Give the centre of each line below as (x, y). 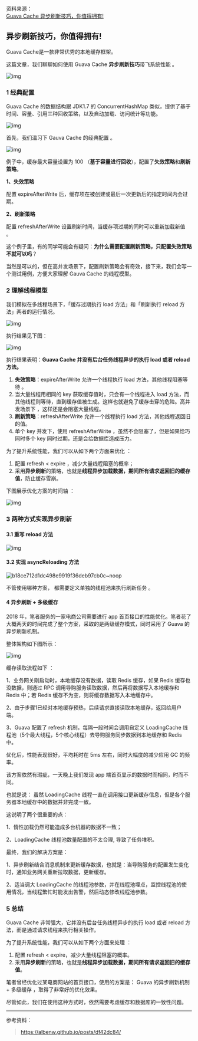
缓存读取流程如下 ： (30, 668)
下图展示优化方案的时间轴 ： (40, 491)
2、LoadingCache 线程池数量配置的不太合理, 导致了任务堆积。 (82, 839)
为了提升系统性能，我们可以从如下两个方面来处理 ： (69, 943)
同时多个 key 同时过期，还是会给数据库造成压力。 (75, 439)
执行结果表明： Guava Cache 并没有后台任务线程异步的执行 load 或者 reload (98, 360)
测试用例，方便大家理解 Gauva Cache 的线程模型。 (73, 274)
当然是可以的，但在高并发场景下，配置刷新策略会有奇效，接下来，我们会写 (96, 267)
